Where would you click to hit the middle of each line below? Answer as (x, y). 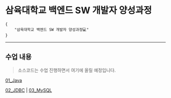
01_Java (14, 80)
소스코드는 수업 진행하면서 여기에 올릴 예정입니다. (67, 70)
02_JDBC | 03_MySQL (29, 90)
